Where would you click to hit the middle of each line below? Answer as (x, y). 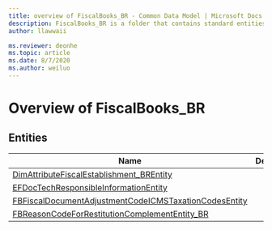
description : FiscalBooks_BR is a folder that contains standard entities (137, 23)
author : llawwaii (38, 31)
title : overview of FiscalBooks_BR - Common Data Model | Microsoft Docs (136, 16)
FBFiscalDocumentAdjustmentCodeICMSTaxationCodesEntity (130, 201)
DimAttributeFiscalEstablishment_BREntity (92, 174)
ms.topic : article (39, 53)
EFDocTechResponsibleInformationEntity (90, 187)
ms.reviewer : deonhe (43, 45)
